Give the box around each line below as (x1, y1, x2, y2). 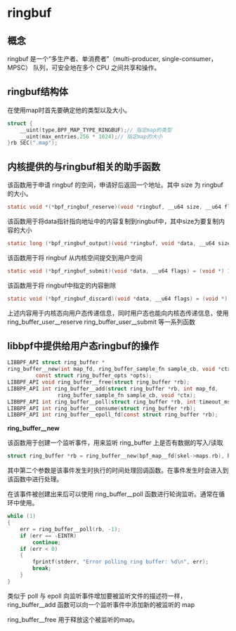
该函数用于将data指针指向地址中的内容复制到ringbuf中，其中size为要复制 (7, 217, 219, 226)
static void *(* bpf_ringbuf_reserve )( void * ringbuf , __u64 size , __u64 (7, 204, 221, 211)
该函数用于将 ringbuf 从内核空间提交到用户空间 (7, 253, 143, 261)
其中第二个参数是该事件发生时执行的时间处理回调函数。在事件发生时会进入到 (7, 466, 229, 475)
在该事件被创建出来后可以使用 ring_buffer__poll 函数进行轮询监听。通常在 (7, 490, 219, 498)
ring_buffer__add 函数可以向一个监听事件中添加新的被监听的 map (7, 600, 195, 609)
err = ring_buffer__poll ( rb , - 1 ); (20, 526, 121, 533)
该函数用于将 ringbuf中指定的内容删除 (7, 281, 117, 290)
